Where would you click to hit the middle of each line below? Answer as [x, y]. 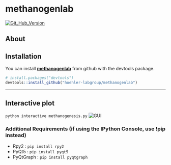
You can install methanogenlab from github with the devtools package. [80, 69]
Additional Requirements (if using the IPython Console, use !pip [85, 129]
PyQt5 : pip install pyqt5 [40, 152]
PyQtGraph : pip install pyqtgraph [50, 157]
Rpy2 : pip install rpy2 [38, 146]
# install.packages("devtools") [39, 78]
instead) [16, 135]
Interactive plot [30, 103]
